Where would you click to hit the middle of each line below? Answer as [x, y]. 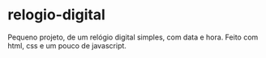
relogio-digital [57, 15]
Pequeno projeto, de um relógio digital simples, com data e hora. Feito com [133, 37]
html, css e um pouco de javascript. [67, 45]
